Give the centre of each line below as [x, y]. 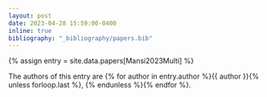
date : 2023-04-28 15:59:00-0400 [62, 23]
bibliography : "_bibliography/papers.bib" [80, 38]
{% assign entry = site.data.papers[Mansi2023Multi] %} [101, 61]
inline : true [30, 30]
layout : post [30, 16]
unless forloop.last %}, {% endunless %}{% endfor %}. [100, 85]
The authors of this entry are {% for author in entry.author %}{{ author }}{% [134, 76]
